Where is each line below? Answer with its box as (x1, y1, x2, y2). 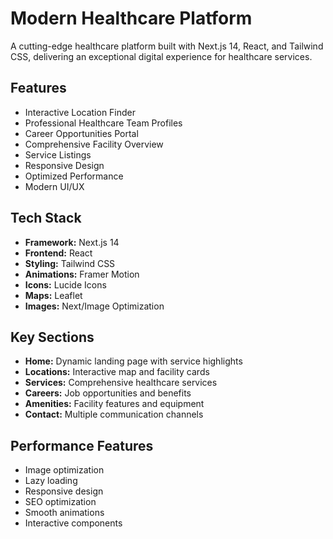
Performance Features (10, 437, 154, 454)
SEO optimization (24, 496, 97, 508)
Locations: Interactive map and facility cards (24, 366, 210, 378)
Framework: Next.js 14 (24, 236, 120, 248)
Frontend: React (24, 247, 93, 259)
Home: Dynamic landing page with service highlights (24, 355, 243, 367)
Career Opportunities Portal (24, 127, 139, 139)
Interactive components (24, 517, 123, 529)
